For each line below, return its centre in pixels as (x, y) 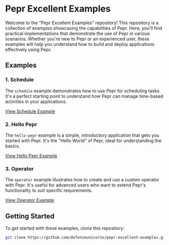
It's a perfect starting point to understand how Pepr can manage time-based (84, 96)
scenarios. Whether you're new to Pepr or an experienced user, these (77, 39)
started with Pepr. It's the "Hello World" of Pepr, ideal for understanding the (83, 140)
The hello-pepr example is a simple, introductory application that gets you (82, 135)
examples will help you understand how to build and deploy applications (80, 44)
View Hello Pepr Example (31, 156)
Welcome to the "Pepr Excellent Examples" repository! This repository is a (82, 23)
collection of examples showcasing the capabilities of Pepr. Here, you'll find (84, 28)
